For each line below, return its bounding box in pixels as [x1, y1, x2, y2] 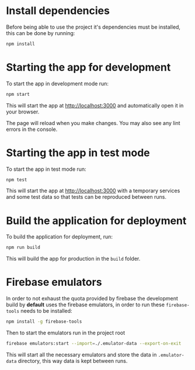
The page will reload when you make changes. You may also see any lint [6, 119, 180, 126]
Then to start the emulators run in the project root [6, 329, 126, 337]
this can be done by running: [6, 29, 75, 36]
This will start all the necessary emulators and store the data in [6, 351, 157, 358]
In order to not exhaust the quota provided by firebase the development [6, 295, 178, 302]
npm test [6, 177, 27, 182]
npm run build [6, 244, 41, 251]
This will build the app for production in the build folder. [6, 255, 141, 262]
